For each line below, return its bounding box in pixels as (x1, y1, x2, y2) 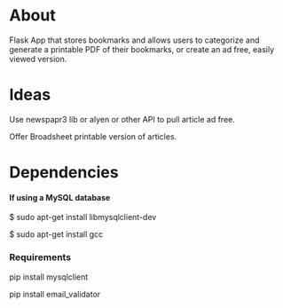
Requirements (9, 251, 72, 264)
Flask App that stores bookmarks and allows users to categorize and (9, 35, 260, 45)
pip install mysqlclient (9, 272, 89, 282)
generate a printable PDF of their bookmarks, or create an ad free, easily (9, 43, 275, 54)
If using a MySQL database (9, 192, 111, 202)
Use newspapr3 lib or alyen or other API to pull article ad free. (9, 114, 235, 124)
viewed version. (9, 53, 67, 64)
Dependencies (9, 162, 119, 183)
